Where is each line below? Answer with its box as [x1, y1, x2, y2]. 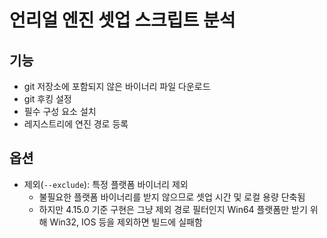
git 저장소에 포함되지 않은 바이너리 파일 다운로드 [23, 81, 211, 92]
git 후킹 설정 [23, 93, 72, 105]
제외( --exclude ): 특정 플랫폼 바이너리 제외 [23, 178, 189, 190]
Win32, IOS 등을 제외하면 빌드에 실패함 [49, 216, 203, 228]
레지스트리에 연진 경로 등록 [23, 118, 129, 130]
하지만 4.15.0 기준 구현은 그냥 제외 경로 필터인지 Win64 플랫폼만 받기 [38, 203, 308, 215]
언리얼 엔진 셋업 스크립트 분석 [9, 9, 236, 32]
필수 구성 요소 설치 [23, 106, 97, 117]
